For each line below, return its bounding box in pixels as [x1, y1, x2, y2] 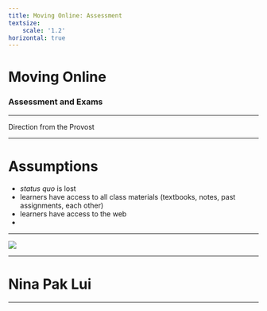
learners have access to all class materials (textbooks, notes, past [19, 192, 236, 201]
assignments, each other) [19, 200, 104, 210]
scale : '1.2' [22, 26, 66, 34]
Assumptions [8, 157, 99, 175]
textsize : [8, 19, 41, 27]
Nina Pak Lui [8, 275, 92, 293]
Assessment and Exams [8, 96, 103, 107]
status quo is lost [19, 184, 77, 193]
